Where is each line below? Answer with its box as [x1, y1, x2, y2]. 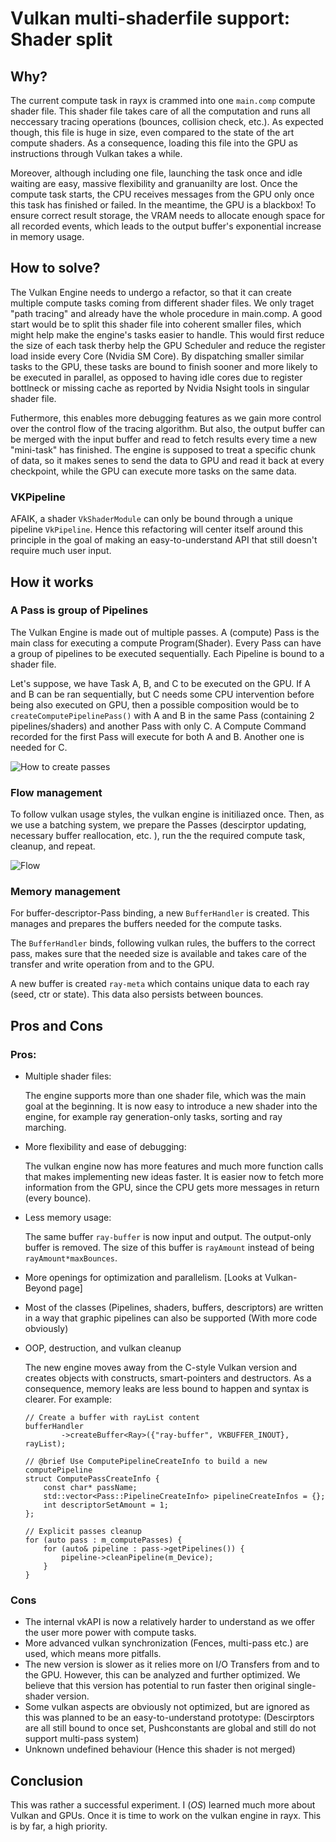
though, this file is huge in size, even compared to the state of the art [10, 127, 295, 138]
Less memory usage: [24, 1212, 112, 1224]
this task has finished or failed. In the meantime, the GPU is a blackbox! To [10, 199, 317, 211]
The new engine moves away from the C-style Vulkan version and [24, 1362, 298, 1374]
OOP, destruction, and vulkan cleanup [24, 1342, 182, 1354]
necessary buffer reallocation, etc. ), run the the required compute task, [10, 830, 306, 842]
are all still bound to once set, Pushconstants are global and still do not [24, 1722, 317, 1734]
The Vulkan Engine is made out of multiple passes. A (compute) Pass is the [10, 626, 320, 638]
